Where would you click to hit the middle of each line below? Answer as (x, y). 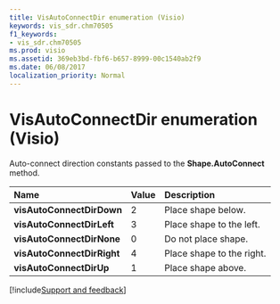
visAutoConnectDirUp (62, 267)
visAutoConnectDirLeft (64, 224)
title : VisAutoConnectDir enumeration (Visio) (97, 17)
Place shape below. (206, 210)
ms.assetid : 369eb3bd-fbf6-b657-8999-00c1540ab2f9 (105, 59)
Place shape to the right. (215, 253)
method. (25, 173)
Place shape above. (206, 267)
